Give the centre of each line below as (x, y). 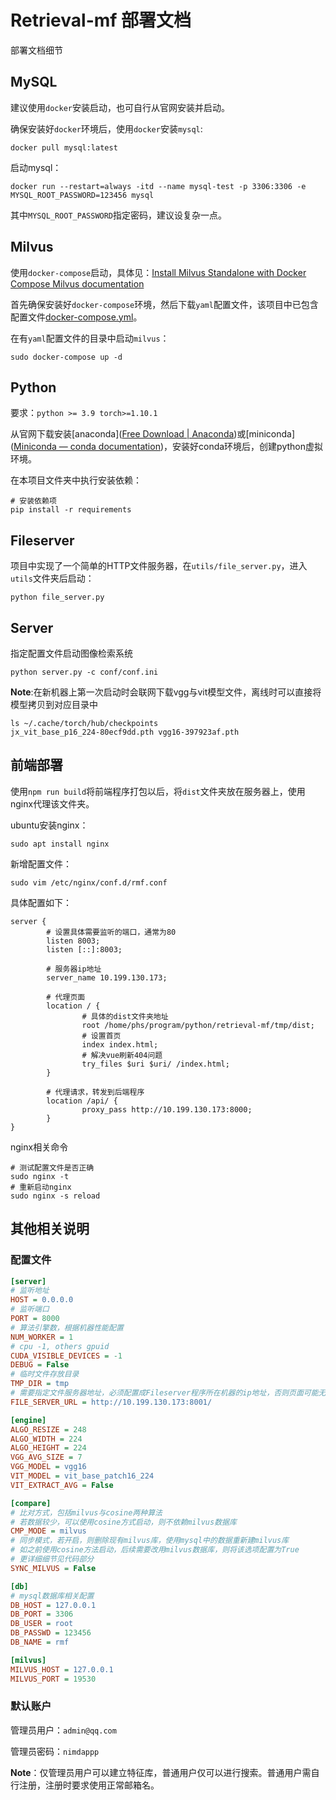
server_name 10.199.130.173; (107, 977)
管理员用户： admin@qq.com (63, 1730)
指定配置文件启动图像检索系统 (71, 653)
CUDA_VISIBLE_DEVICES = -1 (66, 1356)
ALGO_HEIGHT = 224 (48, 1448)
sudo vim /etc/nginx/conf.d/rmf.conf (89, 882)
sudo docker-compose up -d (66, 357)
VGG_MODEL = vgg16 (48, 1467)
